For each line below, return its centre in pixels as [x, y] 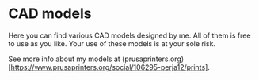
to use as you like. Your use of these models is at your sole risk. [112, 43]
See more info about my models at [64, 59]
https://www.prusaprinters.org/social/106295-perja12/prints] [109, 67]
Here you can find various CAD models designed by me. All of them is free [129, 35]
